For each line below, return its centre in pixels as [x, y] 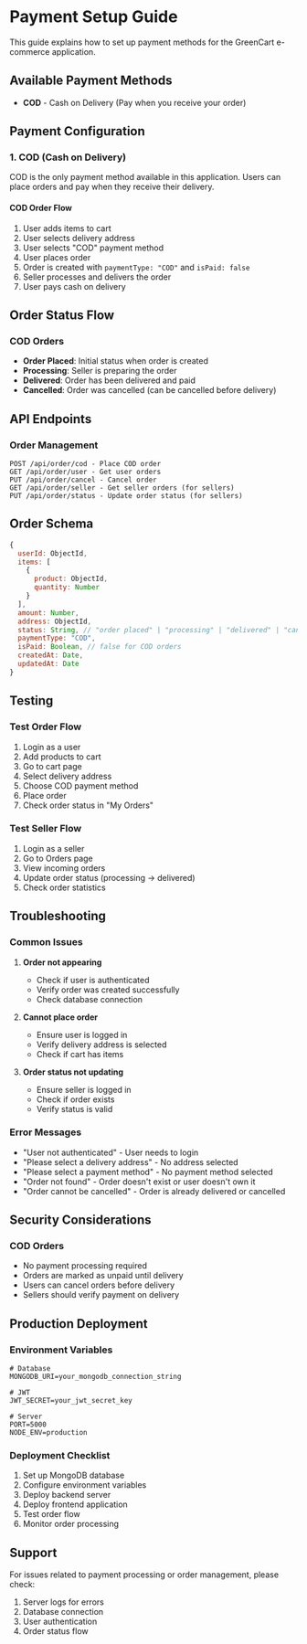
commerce [30, 51]
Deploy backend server [67, 1495]
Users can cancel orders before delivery [99, 1285]
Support [33, 1552]
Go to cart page [52, 766]
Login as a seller [53, 848]
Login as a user [52, 747]
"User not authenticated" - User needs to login [111, 1152]
